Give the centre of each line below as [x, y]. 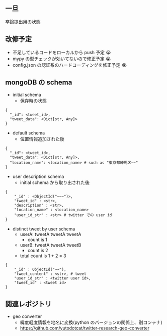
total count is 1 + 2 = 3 [43, 256]
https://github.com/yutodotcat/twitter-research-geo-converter [85, 328]
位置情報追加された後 [42, 139]
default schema [29, 133]
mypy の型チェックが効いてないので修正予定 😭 [62, 59]
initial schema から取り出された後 [55, 182]
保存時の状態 [33, 101]
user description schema [38, 177]
